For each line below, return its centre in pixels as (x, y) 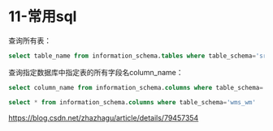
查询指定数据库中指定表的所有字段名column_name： (96, 72)
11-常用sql (43, 17)
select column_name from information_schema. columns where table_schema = (136, 87)
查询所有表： (30, 40)
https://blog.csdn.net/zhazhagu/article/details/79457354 (104, 117)
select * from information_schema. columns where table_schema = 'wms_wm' (132, 102)
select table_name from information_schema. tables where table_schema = (132, 56)
